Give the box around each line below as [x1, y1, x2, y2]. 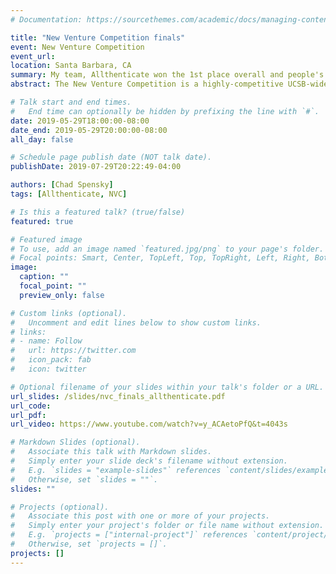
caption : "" [19, 272, 70, 282]
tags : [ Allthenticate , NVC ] [10, 189, 128, 199]
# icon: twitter [10, 364, 87, 374]
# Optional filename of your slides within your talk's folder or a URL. [10, 382, 325, 392]
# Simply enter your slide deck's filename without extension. [10, 456, 288, 466]
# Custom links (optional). [10, 308, 128, 318]
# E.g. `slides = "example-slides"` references [10, 465, 222, 475]
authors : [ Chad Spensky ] [10, 180, 114, 190]
